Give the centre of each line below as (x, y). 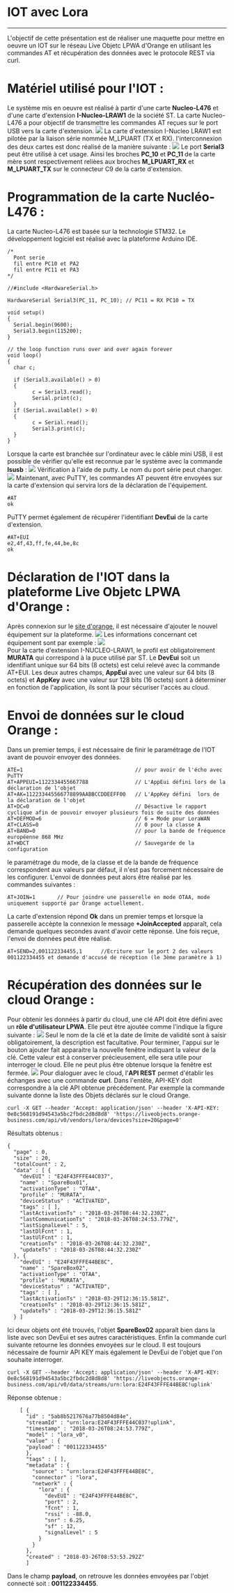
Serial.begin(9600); (43, 325)
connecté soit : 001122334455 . (53, 1583)
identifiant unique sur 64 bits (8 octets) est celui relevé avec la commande (114, 665)
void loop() (24, 355)
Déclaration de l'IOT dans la (88, 577)
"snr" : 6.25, (65, 1520)
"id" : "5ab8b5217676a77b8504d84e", (79, 1416)
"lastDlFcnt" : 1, (46, 1231)
